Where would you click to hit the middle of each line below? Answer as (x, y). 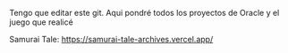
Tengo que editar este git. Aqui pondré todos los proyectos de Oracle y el (144, 13)
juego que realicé (41, 22)
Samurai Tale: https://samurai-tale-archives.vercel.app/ (111, 39)
